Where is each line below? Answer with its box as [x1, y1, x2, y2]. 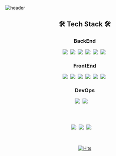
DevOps [75, 87, 95, 94]
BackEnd [74, 38, 96, 45]
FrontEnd [73, 62, 97, 69]
